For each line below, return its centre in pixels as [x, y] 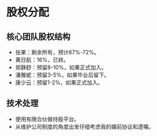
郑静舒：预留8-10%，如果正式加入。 [61, 67]
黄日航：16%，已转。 [42, 60]
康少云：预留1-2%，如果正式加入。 [59, 83]
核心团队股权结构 [38, 37]
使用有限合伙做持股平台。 [47, 119]
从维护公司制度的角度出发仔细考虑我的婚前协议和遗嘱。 [84, 126]
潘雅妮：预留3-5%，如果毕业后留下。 [62, 75]
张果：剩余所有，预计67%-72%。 [57, 52]
